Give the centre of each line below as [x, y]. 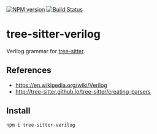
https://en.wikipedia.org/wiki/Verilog [61, 85]
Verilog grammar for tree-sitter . [46, 51]
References [29, 70]
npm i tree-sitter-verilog [41, 125]
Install [18, 111]
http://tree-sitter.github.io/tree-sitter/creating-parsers [83, 91]
